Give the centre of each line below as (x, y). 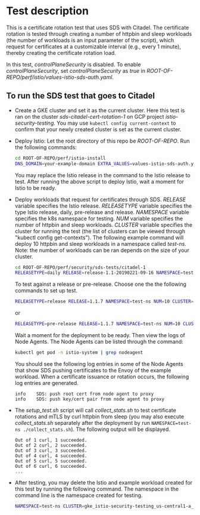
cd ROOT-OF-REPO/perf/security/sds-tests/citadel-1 (80, 267)
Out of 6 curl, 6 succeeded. (51, 466)
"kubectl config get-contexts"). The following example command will (99, 238)
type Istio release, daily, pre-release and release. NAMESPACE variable (102, 212)
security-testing (34, 123)
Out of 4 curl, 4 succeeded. (51, 456)
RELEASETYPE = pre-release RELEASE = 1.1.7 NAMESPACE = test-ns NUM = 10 (97, 324)
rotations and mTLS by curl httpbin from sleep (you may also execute (99, 417)
